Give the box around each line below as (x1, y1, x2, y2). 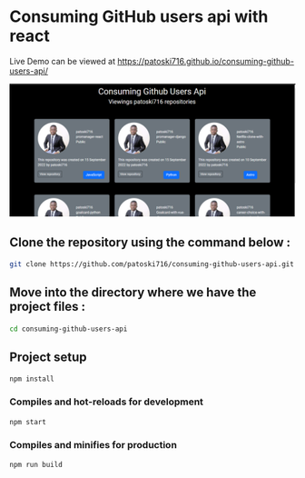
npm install (9, 374, 54, 383)
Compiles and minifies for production (9, 438, 177, 451)
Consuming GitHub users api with (9, 6, 269, 27)
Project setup (9, 349, 88, 364)
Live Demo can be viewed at (9, 55, 116, 66)
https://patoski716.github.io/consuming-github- (117, 55, 295, 66)
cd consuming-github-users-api (9, 324, 128, 334)
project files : (9, 299, 86, 314)
